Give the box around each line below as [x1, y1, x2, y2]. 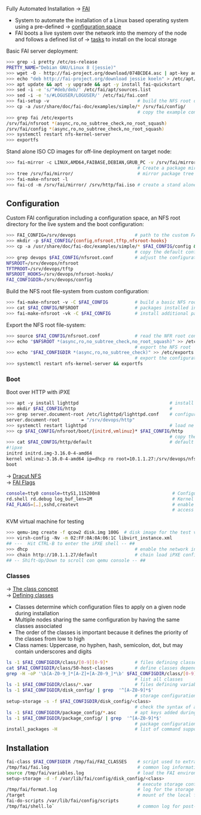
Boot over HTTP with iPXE [6, 389, 71, 396]
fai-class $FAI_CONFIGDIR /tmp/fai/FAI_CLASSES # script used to [6, 759, 181, 765]
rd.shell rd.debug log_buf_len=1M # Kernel [6, 496, 194, 502]
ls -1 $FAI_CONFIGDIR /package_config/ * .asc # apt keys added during [6, 709, 197, 715]
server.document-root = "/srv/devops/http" [6, 417, 135, 423]
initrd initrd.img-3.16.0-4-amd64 [6, 450, 93, 456]
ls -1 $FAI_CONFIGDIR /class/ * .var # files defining [6, 682, 178, 688]
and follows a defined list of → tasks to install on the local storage [14, 36, 177, 43]
